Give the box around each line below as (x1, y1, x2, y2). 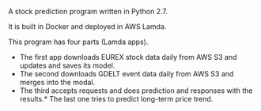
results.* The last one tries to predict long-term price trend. (19, 94, 214, 103)
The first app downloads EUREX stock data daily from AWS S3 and (19, 53, 237, 61)
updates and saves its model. (19, 61, 115, 70)
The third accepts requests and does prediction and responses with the (19, 86, 253, 95)
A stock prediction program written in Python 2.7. (8, 7, 168, 16)
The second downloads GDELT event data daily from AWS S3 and (19, 69, 234, 78)
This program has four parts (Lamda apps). (8, 37, 149, 46)
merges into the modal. (19, 78, 96, 87)
